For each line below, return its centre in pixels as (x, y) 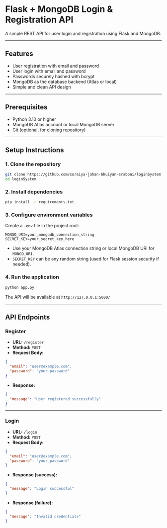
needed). (22, 264)
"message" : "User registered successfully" (55, 399)
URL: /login (25, 432)
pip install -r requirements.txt (40, 202)
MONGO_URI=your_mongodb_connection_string (50, 235)
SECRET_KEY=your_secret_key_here (40, 239)
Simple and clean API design (42, 87)
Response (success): (35, 475)
